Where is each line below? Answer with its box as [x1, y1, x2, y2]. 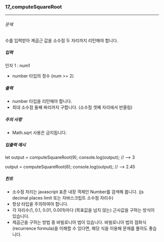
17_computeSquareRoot [5, 3, 62, 10]
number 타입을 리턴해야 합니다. [12, 99, 72, 104]
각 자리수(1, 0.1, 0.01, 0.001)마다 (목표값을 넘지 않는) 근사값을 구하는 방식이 [12, 207, 155, 213]
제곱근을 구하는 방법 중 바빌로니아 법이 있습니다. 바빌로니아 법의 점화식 [12, 220, 146, 225]
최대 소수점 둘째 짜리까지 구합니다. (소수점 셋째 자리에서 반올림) [12, 104, 133, 110]
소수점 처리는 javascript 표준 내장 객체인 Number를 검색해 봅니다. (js [12, 189, 144, 195]
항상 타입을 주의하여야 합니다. [12, 201, 69, 207]
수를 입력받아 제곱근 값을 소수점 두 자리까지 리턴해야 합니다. [5, 38, 119, 43]
